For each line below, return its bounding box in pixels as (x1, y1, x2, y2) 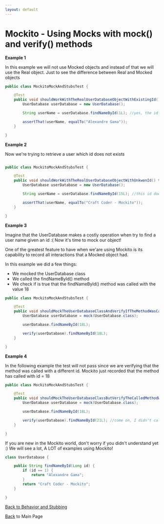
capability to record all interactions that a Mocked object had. (5, 252, 128, 258)
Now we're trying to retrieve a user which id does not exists (5, 151, 125, 157)
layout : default (5, 7, 38, 12)
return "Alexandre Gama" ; (31, 473, 84, 478)
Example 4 (5, 353, 27, 359)
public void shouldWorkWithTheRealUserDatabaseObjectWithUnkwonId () (14, 178, 156, 183)
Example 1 (5, 55, 26, 60)
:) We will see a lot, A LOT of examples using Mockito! (5, 445, 113, 451)
